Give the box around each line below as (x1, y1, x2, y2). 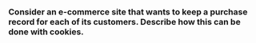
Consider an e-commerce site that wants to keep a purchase (8, 6, 248, 18)
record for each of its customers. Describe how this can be (8, 16, 242, 27)
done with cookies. (8, 26, 84, 37)
